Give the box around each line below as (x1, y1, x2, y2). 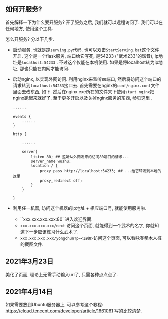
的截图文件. (20, 241, 44, 247)
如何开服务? (5, 5, 42, 14)
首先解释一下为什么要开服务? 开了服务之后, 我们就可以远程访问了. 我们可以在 (5, 19, 163, 25)
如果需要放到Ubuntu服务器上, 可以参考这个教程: (5, 302, 104, 308)
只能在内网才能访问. (28, 65, 69, 71)
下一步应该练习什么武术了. (24, 228, 79, 235)
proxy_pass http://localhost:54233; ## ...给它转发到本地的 (39, 168, 162, 173)
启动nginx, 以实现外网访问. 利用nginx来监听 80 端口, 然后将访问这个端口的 (12, 76, 162, 82)
